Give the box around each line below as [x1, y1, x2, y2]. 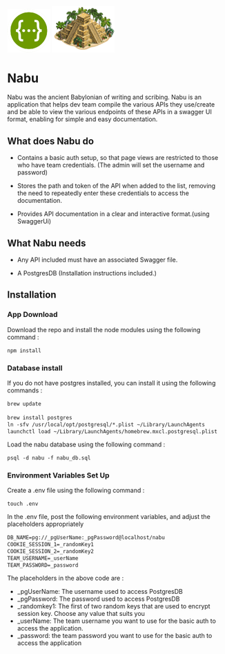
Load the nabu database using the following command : [7, 440, 166, 448]
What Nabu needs [7, 237, 86, 249]
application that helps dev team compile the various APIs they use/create [7, 100, 215, 109]
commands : [7, 386, 43, 394]
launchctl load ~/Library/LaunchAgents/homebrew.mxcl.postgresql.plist [7, 428, 217, 435]
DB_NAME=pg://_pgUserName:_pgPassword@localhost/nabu [7, 534, 166, 541]
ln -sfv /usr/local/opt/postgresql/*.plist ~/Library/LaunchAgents [7, 421, 206, 428]
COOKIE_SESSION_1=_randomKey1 [7, 541, 95, 548]
